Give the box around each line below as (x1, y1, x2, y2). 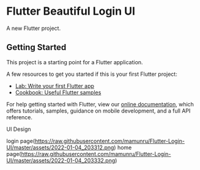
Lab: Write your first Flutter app (15, 82, 95, 89)
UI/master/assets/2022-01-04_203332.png (6, 157, 116, 164)
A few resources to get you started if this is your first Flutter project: (6, 70, 177, 78)
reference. (6, 113, 32, 120)
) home (114, 144, 132, 151)
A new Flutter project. (6, 24, 61, 32)
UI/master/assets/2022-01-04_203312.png (6, 144, 114, 151)
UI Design (6, 125, 32, 133)
